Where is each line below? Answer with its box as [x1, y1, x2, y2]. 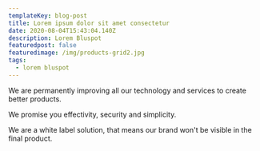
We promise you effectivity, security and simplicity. [8, 109, 177, 119]
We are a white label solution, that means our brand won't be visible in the [8, 125, 252, 134]
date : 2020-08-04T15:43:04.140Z [8, 26, 116, 34]
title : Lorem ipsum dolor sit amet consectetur [8, 19, 170, 27]
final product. [8, 133, 53, 143]
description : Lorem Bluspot [8, 34, 102, 42]
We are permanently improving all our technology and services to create [8, 85, 246, 95]
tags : [8, 57, 26, 65]
